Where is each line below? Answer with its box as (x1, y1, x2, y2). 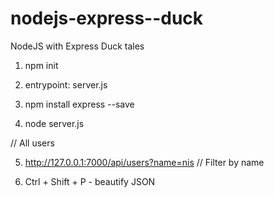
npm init (24, 59, 59, 71)
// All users (10, 137, 55, 149)
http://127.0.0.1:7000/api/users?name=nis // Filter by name (24, 156, 265, 168)
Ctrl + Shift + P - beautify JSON (24, 175, 156, 187)
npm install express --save (24, 98, 135, 110)
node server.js (24, 117, 85, 129)
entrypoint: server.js (24, 78, 108, 91)
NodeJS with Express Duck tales (10, 40, 145, 52)
